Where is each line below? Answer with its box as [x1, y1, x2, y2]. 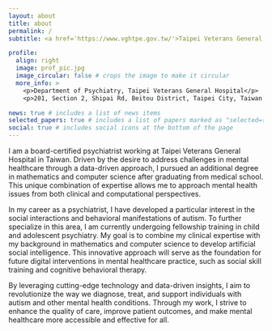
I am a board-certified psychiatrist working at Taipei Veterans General [8, 146, 241, 155]
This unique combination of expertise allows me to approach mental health [8, 180, 257, 190]
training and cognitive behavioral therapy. [8, 265, 147, 274]
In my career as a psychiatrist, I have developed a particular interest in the [8, 205, 255, 214]
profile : [8, 49, 38, 57]
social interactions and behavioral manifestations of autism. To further [8, 214, 242, 223]
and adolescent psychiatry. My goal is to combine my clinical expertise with [8, 231, 261, 240]
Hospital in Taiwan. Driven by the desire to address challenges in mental [8, 155, 249, 164]
